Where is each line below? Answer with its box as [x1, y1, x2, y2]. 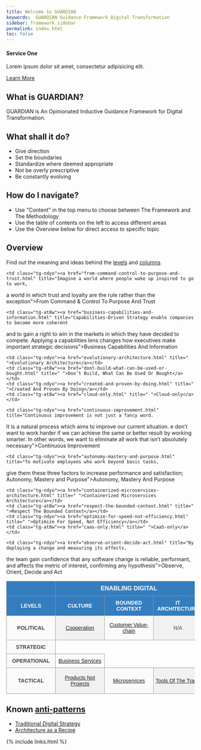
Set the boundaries [14, 153, 62, 161]
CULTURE [68, 602, 93, 609]
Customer [109, 621, 133, 628]
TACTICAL [17, 677, 44, 684]
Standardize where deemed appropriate [14, 160, 114, 167]
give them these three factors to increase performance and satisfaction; [6, 469, 184, 477]
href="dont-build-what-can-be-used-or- [68, 365, 167, 371]
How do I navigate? [6, 190, 79, 201]
